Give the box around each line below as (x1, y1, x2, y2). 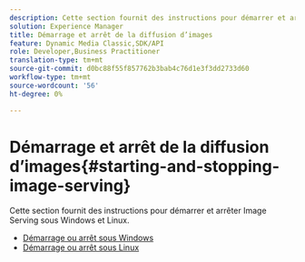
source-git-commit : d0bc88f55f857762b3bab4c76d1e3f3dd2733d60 (9, 65, 250, 74)
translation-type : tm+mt (9, 55, 103, 65)
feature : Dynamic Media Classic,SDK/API (9, 38, 165, 48)
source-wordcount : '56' (9, 81, 100, 90)
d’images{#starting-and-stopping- (9, 156, 280, 176)
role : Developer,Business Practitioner (9, 47, 161, 56)
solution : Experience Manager (9, 22, 124, 31)
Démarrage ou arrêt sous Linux (22, 242, 140, 253)
